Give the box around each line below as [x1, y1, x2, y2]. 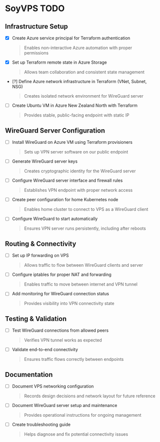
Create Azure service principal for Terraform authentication [12, 35, 131, 41]
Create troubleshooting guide [12, 422, 71, 427]
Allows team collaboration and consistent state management [24, 69, 145, 75]
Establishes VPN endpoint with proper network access [24, 187, 133, 193]
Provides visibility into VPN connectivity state [24, 301, 115, 306]
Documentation [5, 370, 53, 379]
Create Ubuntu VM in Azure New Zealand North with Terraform [12, 102, 138, 108]
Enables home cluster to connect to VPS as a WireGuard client [24, 206, 148, 212]
